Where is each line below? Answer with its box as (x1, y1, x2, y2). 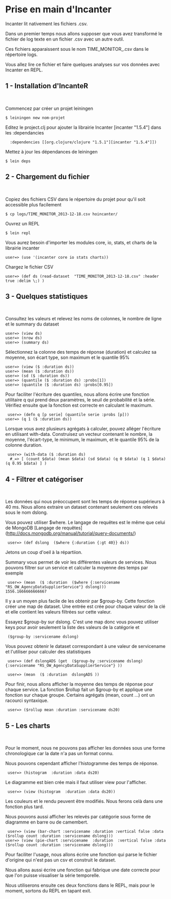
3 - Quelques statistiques (5, 292, 88, 301)
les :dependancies (5, 129, 45, 136)
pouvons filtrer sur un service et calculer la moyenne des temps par (5, 565, 148, 571)
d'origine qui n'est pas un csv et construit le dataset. (5, 857, 116, 863)
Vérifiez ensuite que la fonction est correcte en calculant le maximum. (5, 402, 153, 409)
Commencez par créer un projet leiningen (5, 105, 94, 111)
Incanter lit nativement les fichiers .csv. (5, 21, 88, 27)
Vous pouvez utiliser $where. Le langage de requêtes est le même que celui (5, 520, 165, 526)
